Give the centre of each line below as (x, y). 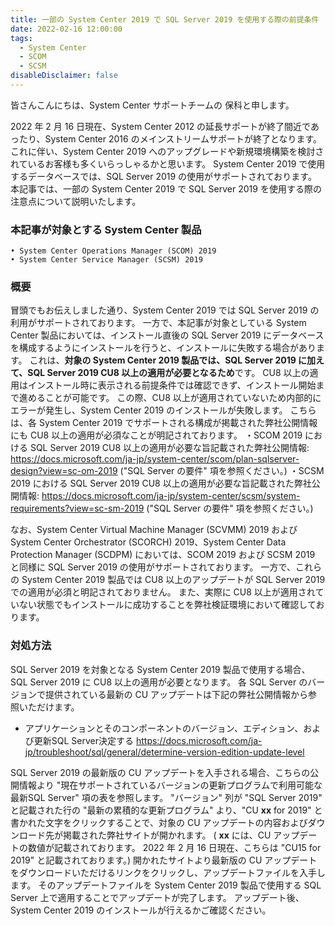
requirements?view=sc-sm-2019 (77, 508)
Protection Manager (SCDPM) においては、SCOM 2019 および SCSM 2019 (163, 555)
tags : (21, 38)
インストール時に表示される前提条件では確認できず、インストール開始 (172, 385)
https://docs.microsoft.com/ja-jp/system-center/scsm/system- (171, 496)
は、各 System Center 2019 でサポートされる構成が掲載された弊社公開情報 (164, 423)
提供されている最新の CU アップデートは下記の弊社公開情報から (176, 694)
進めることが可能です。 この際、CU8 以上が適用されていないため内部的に (170, 398)
